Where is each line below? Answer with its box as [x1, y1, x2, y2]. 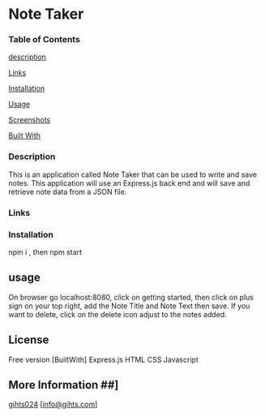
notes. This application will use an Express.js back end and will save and [8, 178, 250, 187]
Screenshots [8, 115, 51, 125]
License [8, 333, 49, 347]
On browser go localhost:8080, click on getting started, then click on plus [8, 292, 254, 302]
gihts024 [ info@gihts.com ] [8, 399, 98, 410]
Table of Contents [8, 34, 81, 45]
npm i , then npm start [8, 247, 83, 256]
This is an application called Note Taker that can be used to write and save [8, 170, 258, 179]
